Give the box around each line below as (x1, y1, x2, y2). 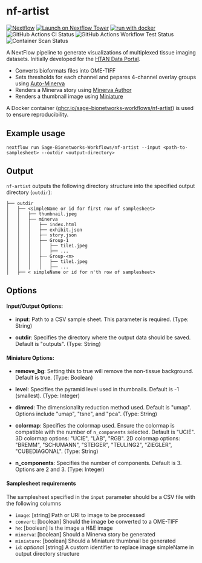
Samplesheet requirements (6, 480, 77, 487)
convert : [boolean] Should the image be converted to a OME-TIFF (15, 518, 178, 525)
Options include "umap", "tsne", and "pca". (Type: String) (15, 410, 157, 418)
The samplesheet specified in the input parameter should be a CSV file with (6, 493, 195, 500)
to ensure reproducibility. (6, 111, 69, 118)
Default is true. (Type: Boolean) (15, 374, 93, 382)
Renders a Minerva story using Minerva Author (15, 86, 132, 93)
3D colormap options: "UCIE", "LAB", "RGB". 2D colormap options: (15, 435, 180, 442)
